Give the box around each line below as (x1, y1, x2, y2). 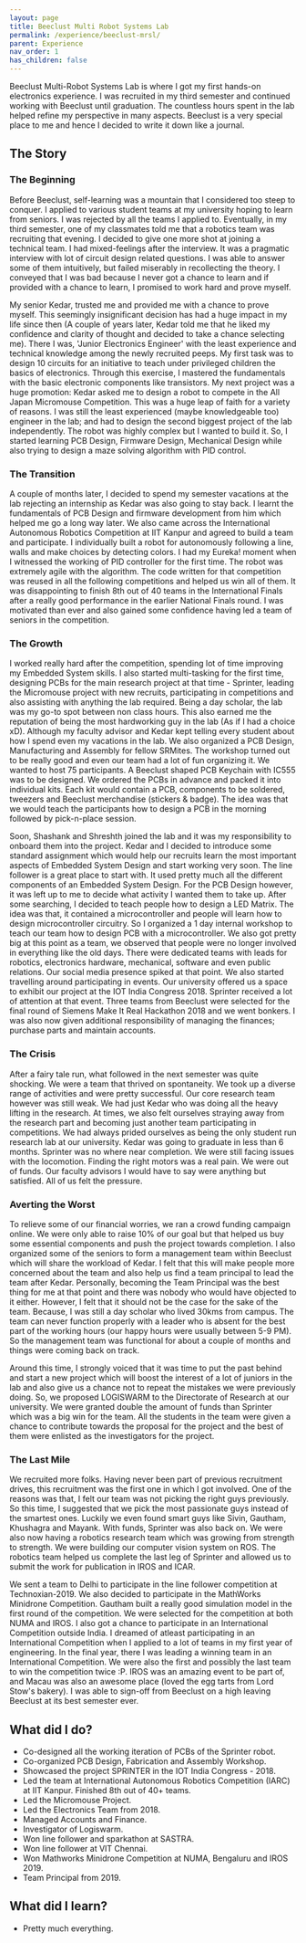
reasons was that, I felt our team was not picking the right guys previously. (9, 1494, 290, 1505)
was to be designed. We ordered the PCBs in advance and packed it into (9, 774, 281, 785)
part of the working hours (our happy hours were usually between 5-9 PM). (9, 1325, 292, 1336)
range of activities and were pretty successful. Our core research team (9, 1087, 276, 1098)
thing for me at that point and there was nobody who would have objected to (9, 1287, 298, 1297)
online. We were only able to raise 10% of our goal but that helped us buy (9, 1228, 285, 1239)
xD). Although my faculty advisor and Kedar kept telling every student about (9, 726, 295, 737)
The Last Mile (9, 1453, 71, 1465)
